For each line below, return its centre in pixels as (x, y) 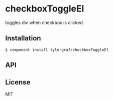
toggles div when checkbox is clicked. (45, 22)
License (18, 82)
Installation (23, 38)
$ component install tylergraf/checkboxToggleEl (57, 50)
